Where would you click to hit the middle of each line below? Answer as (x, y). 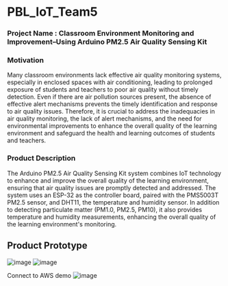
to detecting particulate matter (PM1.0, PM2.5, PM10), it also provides (105, 209)
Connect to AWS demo (39, 275)
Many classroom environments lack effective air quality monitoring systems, (114, 75)
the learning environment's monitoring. (62, 224)
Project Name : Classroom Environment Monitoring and (101, 34)
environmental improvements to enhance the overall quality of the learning (112, 126)
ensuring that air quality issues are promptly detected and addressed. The (112, 187)
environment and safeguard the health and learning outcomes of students (111, 133)
